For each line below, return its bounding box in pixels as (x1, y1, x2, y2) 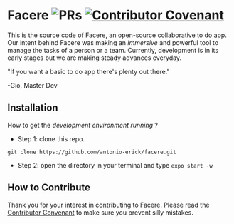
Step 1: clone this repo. (17, 134, 85, 143)
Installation (7, 102, 58, 114)
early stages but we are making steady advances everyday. (7, 54, 182, 62)
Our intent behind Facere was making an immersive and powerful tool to (7, 38, 219, 46)
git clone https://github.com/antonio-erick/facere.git (7, 148, 176, 156)
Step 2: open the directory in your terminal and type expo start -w (17, 161, 213, 169)
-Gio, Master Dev (7, 81, 58, 89)
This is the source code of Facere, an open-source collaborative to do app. (7, 31, 228, 39)
